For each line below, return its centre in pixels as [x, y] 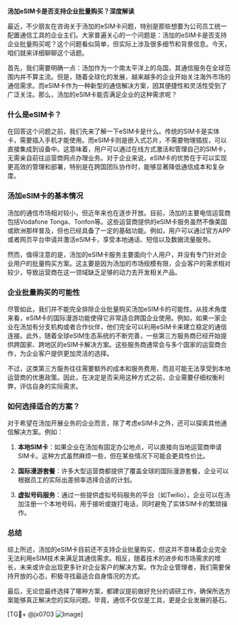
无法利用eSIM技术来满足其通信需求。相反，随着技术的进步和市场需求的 [111, 558]
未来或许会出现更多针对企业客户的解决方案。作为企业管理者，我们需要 [122, 568]
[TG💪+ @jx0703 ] [45, 614]
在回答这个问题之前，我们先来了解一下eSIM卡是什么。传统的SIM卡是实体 [113, 131]
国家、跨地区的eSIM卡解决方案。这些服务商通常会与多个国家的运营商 [120, 344]
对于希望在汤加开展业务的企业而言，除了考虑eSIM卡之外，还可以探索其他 [114, 423]
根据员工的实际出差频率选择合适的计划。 [76, 480]
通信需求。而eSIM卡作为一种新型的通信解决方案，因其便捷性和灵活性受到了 [117, 85]
